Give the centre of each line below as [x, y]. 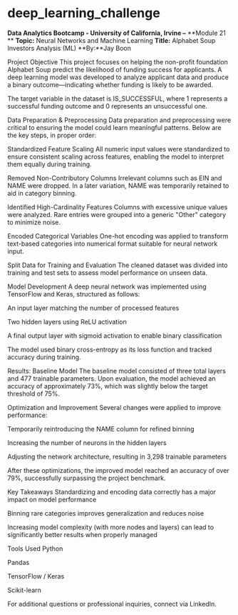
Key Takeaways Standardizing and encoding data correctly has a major [112, 491]
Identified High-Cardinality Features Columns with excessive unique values [118, 207]
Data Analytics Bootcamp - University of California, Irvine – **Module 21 [117, 33]
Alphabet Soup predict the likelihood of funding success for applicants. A [115, 69]
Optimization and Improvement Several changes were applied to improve [114, 407]
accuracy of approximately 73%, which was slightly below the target [108, 386]
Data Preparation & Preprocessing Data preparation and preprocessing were [119, 120]
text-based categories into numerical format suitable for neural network [113, 244]
